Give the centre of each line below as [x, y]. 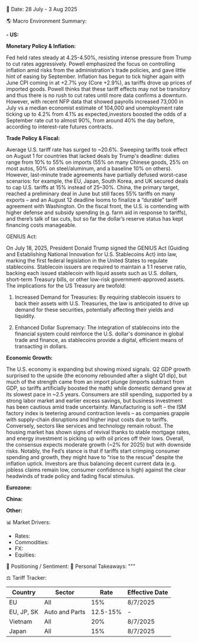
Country [24, 592]
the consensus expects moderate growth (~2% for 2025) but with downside [99, 445]
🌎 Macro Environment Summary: [46, 21]
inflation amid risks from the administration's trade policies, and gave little [96, 70]
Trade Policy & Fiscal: [33, 138]
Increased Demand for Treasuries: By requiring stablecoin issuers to [98, 297]
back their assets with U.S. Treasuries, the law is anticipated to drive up [102, 303]
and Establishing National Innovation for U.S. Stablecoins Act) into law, [92, 254]
